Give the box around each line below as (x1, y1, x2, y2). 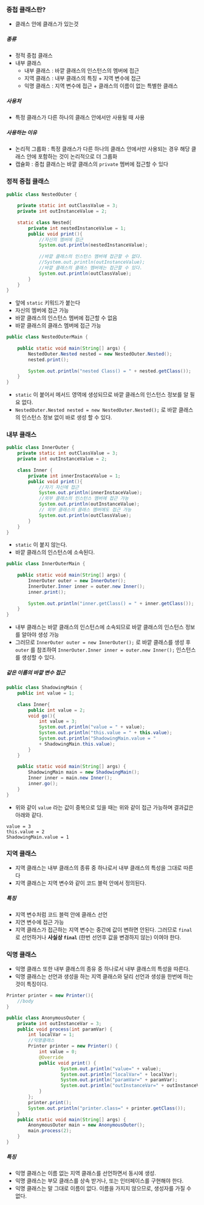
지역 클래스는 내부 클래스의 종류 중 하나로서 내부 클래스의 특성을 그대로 (15, 864, 182, 871)
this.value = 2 (6, 828, 45, 835)
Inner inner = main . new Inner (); (28, 775, 113, 781)
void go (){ (28, 713, 56, 719)
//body (17, 998, 34, 1004)
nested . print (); (28, 357, 69, 363)
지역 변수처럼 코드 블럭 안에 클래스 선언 (15, 910, 108, 918)
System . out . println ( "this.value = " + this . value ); (38, 730, 172, 736)
